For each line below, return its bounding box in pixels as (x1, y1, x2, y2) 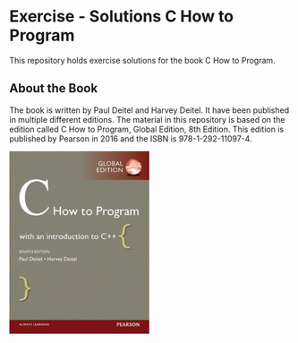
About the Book (9, 81, 98, 96)
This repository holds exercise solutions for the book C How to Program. (9, 55, 276, 65)
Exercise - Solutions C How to (9, 6, 234, 27)
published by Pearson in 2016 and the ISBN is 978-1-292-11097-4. (9, 133, 252, 144)
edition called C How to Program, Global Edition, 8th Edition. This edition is (9, 124, 285, 134)
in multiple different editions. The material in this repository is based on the (9, 114, 285, 124)
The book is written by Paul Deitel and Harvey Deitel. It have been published (9, 105, 290, 116)
